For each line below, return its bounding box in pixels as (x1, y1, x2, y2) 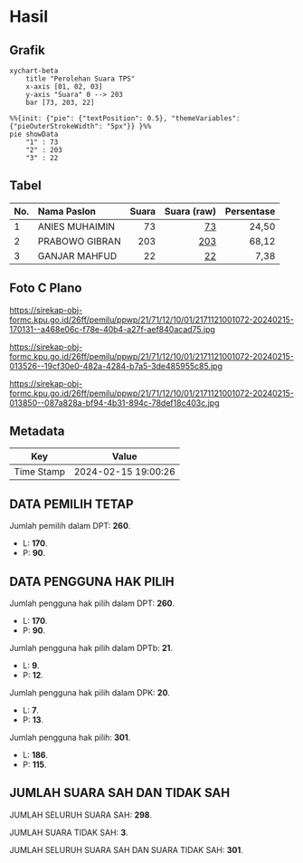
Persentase (224, 205, 276, 217)
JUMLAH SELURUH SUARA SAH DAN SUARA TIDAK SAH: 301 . (9, 844, 244, 855)
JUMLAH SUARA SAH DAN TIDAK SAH (9, 785, 231, 801)
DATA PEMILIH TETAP (9, 496, 134, 512)
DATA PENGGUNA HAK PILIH (9, 573, 175, 590)
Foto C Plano (9, 281, 82, 296)
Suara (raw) (164, 205, 217, 217)
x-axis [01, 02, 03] (25, 82, 103, 91)
